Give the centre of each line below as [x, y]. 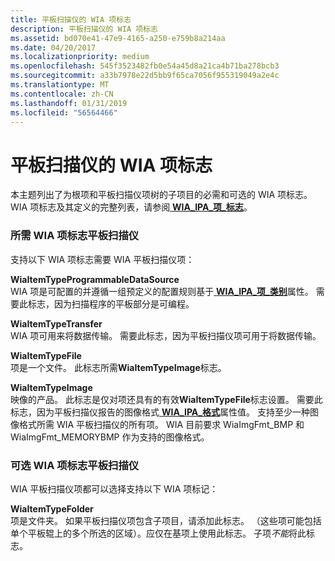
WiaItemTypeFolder [52, 508]
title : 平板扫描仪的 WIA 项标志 [71, 19]
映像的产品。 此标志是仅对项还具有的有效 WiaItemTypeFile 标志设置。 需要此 [166, 399]
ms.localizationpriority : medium [80, 57]
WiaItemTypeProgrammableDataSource [95, 279]
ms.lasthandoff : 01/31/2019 [69, 103]
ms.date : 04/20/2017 [53, 47]
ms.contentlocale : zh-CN [62, 94]
